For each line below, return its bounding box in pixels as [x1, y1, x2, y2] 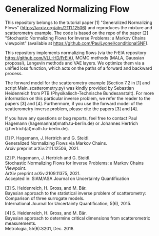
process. [5, 70, 23, 76]
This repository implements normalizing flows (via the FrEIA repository [5, 50, 147, 56]
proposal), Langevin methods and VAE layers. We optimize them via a [5, 60, 145, 66]
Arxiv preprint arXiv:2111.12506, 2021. [5, 145, 79, 151]
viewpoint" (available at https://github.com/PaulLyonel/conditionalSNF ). [5, 40, 149, 46]
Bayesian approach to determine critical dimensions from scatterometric [5, 215, 150, 221]
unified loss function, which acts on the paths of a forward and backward [5, 65, 152, 71]
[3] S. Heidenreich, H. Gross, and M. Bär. [5, 185, 87, 191]
